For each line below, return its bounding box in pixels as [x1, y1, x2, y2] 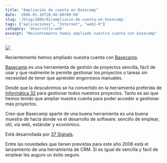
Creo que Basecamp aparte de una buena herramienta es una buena [5, 111, 148, 116]
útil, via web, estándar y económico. [5, 121, 81, 127]
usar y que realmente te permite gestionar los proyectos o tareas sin [5, 69, 148, 75]
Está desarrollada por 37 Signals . [5, 131, 74, 137]
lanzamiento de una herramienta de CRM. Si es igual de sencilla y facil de [5, 146, 158, 152]
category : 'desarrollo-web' [5, 26, 65, 31]
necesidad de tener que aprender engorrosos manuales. [5, 75, 123, 81]
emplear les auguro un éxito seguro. [5, 152, 81, 157]
